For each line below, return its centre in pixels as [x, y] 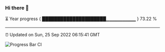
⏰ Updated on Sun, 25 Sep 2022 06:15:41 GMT [53, 35]
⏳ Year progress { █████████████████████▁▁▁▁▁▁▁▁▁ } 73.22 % [81, 19]
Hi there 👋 [17, 8]
